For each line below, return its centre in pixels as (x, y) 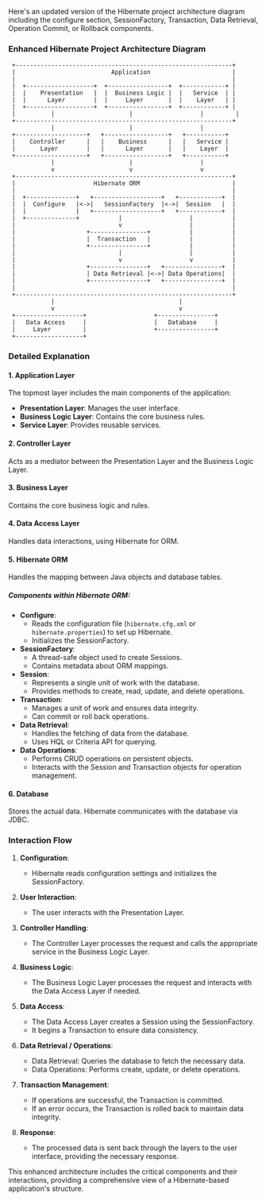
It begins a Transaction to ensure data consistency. (115, 1030)
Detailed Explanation (49, 357)
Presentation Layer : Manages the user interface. (100, 408)
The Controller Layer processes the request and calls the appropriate (145, 943)
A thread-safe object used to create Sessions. (107, 658)
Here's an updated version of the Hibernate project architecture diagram (127, 12)
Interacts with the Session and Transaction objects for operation (137, 767)
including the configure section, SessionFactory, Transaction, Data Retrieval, (133, 20)
